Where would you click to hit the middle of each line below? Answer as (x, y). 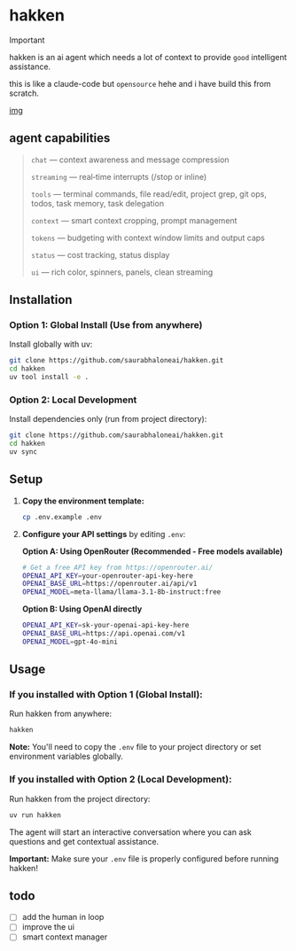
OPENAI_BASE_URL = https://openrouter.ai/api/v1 (109, 584)
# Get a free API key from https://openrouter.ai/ (117, 567)
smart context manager (65, 937)
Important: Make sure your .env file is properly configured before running (144, 858)
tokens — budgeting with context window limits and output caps (148, 238)
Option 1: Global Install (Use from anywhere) (106, 325)
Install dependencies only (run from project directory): (108, 419)
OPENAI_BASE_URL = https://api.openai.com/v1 (104, 634)
